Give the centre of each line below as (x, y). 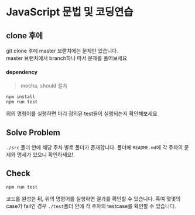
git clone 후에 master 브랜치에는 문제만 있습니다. (62, 51)
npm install (20, 97)
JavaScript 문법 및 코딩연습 (70, 12)
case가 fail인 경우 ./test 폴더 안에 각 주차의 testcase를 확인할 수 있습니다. (91, 206)
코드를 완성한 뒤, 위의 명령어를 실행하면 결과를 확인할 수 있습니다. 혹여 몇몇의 (93, 199)
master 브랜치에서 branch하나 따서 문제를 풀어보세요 (67, 58)
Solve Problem (33, 132)
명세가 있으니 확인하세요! (45, 155)
